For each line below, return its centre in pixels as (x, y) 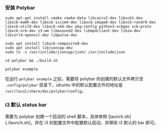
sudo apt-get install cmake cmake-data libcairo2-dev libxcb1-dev (74, 18)
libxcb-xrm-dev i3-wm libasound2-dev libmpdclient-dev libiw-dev (73, 31)
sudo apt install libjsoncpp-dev (39, 48)
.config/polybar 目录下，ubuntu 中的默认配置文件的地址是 (64, 85)
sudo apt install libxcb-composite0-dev (47, 44)
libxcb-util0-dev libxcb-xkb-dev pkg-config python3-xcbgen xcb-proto (78, 27)
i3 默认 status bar (26, 105)
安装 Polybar (20, 7)
